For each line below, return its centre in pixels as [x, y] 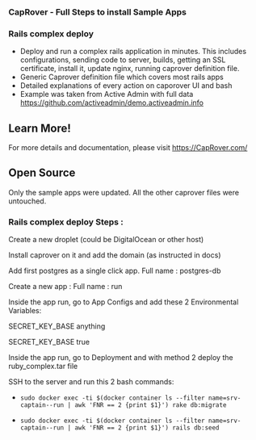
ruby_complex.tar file [43, 367]
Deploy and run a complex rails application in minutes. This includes [133, 52]
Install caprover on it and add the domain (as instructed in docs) [115, 255]
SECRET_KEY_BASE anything [57, 326]
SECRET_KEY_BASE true [49, 342]
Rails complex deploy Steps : [66, 222]
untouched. [27, 201]
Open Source [42, 173]
